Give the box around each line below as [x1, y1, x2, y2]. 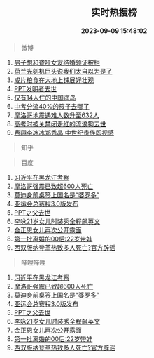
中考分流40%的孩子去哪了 [13, 102, 90, 110]
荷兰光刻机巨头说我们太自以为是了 [13, 67, 113, 75]
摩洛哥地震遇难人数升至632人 [13, 111, 99, 119]
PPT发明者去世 [13, 84, 57, 93]
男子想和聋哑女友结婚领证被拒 [13, 58, 100, 67]
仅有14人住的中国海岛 [13, 93, 76, 102]
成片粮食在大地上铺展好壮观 [13, 76, 94, 84]
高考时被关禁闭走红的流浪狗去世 [13, 119, 106, 128]
